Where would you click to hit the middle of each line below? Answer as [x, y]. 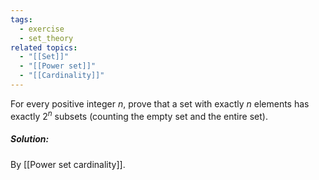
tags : [21, 19]
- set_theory [46, 38]
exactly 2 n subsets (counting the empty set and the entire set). [139, 115]
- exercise [42, 29]
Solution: [30, 139]
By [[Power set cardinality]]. [68, 164]
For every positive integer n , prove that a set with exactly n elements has [160, 103]
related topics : [44, 47]
